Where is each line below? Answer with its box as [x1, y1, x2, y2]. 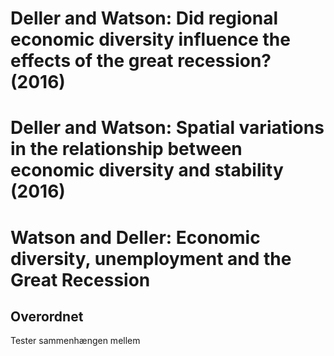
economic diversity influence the [10, 28, 291, 51]
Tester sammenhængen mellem [10, 335, 141, 347]
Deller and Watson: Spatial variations [10, 117, 325, 139]
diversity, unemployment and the [10, 247, 292, 270]
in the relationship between [10, 138, 243, 161]
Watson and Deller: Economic [10, 226, 261, 249]
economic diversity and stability [10, 159, 284, 182]
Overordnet [10, 308, 84, 325]
